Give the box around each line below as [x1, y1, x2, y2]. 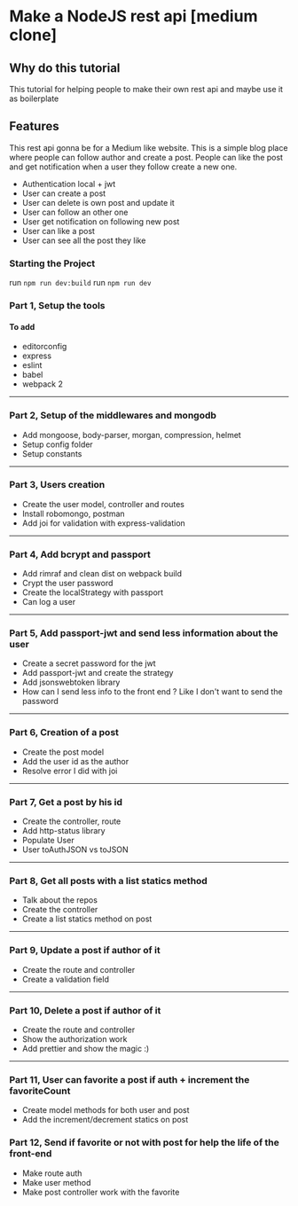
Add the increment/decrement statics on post [21, 1115, 189, 1125]
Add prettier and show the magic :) [21, 1043, 150, 1053]
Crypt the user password [21, 578, 114, 589]
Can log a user [21, 597, 76, 607]
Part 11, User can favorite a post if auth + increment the [9, 1073, 250, 1085]
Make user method [21, 1177, 91, 1187]
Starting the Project [9, 257, 96, 270]
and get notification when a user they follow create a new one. [9, 161, 238, 172]
